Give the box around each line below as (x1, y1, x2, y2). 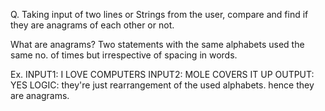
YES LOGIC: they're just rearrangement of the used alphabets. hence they (10, 79, 315, 91)
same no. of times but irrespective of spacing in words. (10, 49, 238, 61)
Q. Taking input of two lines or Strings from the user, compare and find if (10, 9, 309, 20)
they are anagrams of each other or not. (10, 19, 175, 31)
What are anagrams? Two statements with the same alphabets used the (10, 39, 305, 50)
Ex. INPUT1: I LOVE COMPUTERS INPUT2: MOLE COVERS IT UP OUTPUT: (10, 69, 315, 80)
